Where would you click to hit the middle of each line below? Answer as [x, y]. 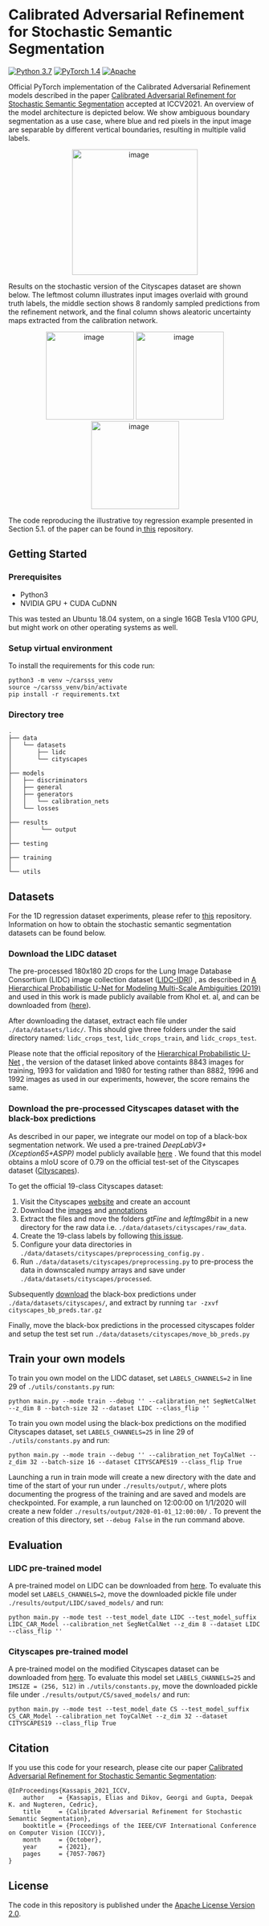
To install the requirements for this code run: [82, 666]
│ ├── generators [41, 795]
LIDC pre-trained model [55, 1567]
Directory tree [36, 715]
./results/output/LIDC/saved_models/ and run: [86, 1603]
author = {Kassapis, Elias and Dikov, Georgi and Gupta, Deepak [138, 1798]
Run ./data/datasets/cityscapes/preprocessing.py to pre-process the [137, 1261]
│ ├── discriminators [48, 781]
